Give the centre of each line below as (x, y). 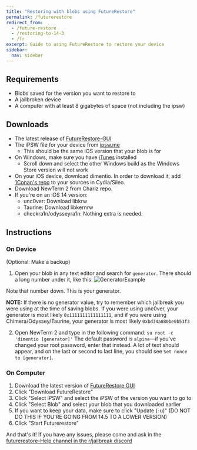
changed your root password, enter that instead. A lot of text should (97, 345)
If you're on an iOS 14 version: (51, 195)
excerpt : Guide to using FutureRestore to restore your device (85, 45)
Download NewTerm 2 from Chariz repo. (64, 188)
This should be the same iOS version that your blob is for (92, 151)
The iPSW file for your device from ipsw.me (67, 145)
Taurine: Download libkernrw (58, 207)
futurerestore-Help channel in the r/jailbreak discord (69, 441)
